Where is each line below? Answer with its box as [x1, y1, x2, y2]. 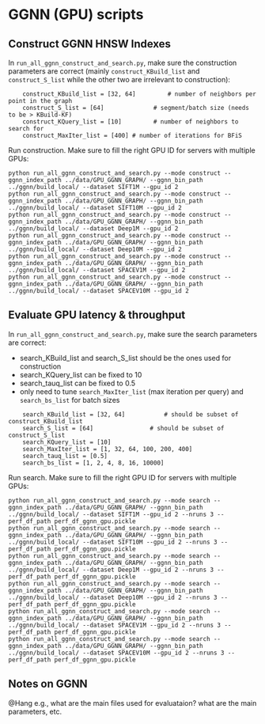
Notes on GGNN [8, 677, 89, 691]
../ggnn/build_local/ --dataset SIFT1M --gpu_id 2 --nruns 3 [8, 510, 214, 518]
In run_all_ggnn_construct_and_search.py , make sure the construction [8, 58, 237, 67]
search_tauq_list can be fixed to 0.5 [19, 378, 136, 388]
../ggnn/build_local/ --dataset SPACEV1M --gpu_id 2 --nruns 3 [8, 621, 221, 629]
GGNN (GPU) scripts [8, 6, 144, 24]
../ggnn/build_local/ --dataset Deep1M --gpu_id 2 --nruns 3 [8, 566, 214, 574]
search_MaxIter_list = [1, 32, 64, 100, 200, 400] [22, 445, 193, 453]
